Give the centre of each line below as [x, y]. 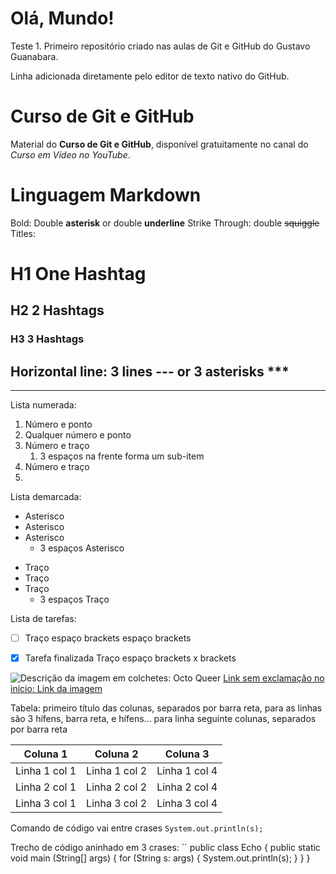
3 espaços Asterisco [82, 548]
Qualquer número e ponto [78, 435]
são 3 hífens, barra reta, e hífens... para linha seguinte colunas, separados [163, 719]
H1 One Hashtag [78, 274]
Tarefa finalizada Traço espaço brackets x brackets [130, 658]
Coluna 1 [45, 754]
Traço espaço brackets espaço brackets [108, 638]
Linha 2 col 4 [187, 787]
